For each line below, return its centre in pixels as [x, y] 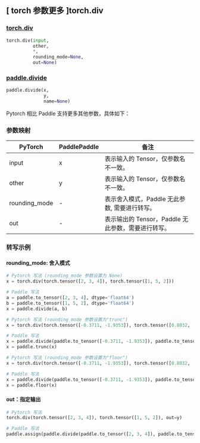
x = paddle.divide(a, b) [37, 309]
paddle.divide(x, [28, 90]
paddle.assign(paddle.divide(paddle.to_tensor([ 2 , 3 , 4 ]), [81, 434]
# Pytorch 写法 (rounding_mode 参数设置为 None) [65, 276]
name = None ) [57, 101]
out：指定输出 [24, 399]
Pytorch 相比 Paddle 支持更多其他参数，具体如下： [68, 113]
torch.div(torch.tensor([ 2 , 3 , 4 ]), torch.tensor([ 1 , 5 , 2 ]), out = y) [94, 418]
